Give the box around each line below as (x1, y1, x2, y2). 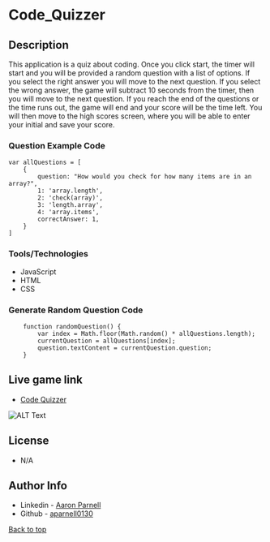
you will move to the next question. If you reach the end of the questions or (8, 94, 259, 103)
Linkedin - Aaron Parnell (19, 501, 101, 510)
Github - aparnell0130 (19, 509, 93, 518)
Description (8, 38, 69, 52)
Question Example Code (8, 140, 105, 151)
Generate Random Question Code (8, 304, 144, 316)
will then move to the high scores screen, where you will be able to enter (8, 111, 251, 121)
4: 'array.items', (37, 209, 100, 217)
